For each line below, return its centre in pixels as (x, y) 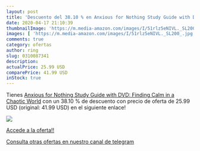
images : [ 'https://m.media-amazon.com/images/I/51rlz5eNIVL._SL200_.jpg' (101, 34)
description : (22, 61)
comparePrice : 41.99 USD (37, 73)
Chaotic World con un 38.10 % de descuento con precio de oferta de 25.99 (98, 101)
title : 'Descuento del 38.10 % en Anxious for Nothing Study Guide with (98, 17)
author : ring (22, 51)
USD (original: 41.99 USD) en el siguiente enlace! (66, 108)
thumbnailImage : (26, 28)
